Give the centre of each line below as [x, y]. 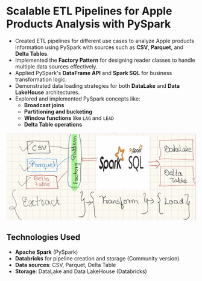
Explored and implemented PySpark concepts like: [77, 99]
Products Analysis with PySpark [89, 24]
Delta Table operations [53, 124]
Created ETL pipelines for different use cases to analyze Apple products [105, 41]
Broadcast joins [44, 105]
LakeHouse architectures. [47, 92]
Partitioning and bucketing [58, 111]
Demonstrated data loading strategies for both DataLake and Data [97, 85]
